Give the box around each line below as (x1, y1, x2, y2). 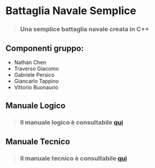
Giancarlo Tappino (14, 78, 60, 85)
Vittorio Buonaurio (14, 83, 58, 90)
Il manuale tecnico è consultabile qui (19, 154, 127, 162)
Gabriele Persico (14, 71, 55, 78)
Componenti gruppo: (5, 43, 84, 53)
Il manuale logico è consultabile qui (19, 119, 123, 127)
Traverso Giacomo (14, 65, 60, 72)
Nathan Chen (14, 59, 47, 66)
